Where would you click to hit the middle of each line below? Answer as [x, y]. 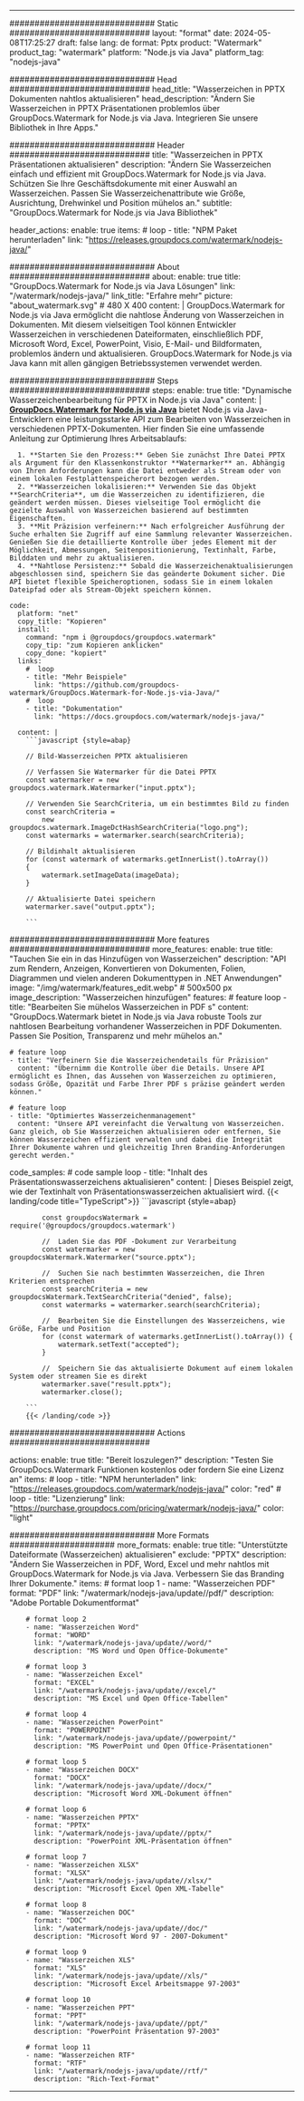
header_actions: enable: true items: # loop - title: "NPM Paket [123, 230]
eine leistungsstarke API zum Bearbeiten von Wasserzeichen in [173, 419]
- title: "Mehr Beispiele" [76, 677]
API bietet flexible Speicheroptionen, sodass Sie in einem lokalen [141, 582]
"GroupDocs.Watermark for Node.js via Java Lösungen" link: [123, 286]
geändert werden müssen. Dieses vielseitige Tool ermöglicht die [135, 503]
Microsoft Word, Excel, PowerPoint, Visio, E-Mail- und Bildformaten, [136, 344]
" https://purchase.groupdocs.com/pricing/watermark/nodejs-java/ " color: [147, 1508]
